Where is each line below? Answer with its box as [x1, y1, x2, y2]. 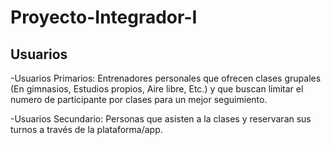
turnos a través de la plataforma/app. [10, 124, 163, 135]
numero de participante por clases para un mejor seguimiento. [10, 94, 268, 105]
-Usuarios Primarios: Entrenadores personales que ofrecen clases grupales [10, 72, 322, 84]
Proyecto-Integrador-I [10, 6, 198, 29]
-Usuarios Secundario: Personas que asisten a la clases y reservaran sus [10, 113, 312, 125]
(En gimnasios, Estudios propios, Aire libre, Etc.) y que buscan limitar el [10, 83, 304, 95]
